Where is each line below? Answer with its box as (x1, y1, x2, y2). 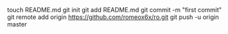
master (7, 20, 28, 28)
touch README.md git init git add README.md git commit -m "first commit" (7, 6, 222, 14)
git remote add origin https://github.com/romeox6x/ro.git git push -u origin (7, 13, 220, 21)
